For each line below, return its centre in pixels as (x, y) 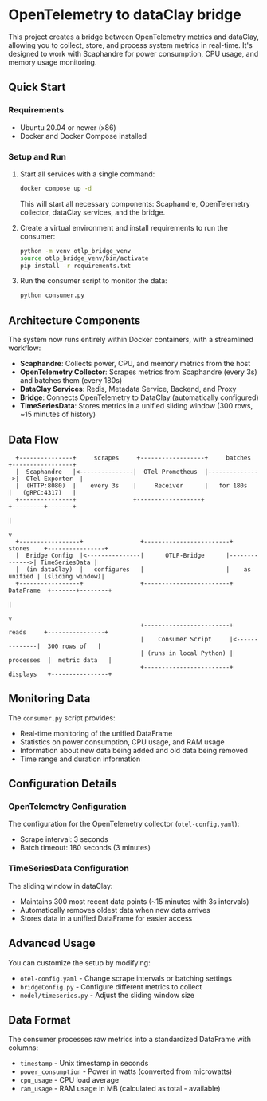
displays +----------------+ (60, 674)
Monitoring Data (49, 698)
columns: (24, 1048)
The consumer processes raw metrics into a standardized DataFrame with (130, 1040)
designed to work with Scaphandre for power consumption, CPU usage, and (133, 53)
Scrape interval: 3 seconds (64, 839)
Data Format (39, 1020)
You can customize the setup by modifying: (79, 962)
